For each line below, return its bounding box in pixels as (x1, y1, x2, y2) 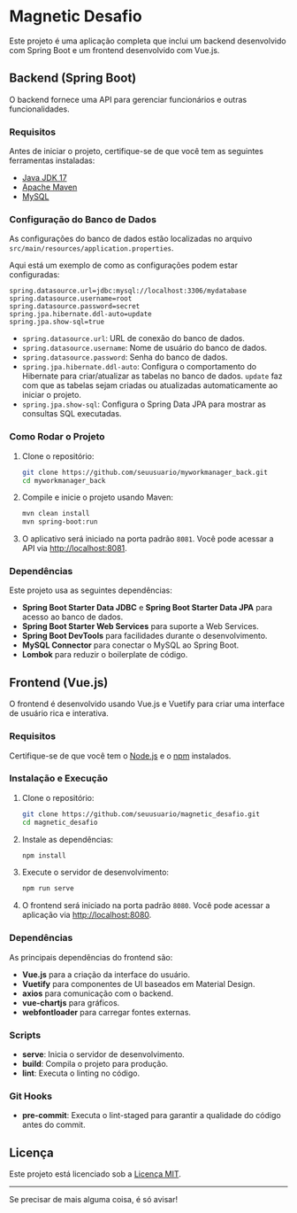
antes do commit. (21, 1119, 86, 1131)
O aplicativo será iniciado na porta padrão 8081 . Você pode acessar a (21, 533, 274, 544)
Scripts (9, 1029, 42, 1041)
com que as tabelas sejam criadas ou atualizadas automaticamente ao (21, 380, 278, 391)
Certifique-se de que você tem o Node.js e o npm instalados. (9, 750, 232, 761)
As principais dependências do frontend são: (9, 952, 173, 962)
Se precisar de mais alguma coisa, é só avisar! (9, 1194, 179, 1205)
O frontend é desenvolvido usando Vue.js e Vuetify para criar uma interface (9, 698, 286, 710)
